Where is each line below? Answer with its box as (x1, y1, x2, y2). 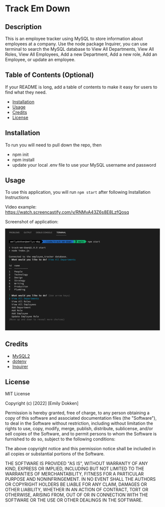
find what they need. (5, 89, 47, 95)
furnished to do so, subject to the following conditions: (5, 436, 115, 442)
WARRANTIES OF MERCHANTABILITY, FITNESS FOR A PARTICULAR (5, 471, 144, 477)
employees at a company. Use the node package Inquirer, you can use (5, 41, 148, 47)
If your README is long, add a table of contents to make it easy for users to (5, 84, 158, 90)
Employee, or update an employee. (5, 57, 76, 62)
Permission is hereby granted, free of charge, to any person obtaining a (5, 410, 150, 416)
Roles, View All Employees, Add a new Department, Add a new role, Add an (5, 51, 158, 57)
